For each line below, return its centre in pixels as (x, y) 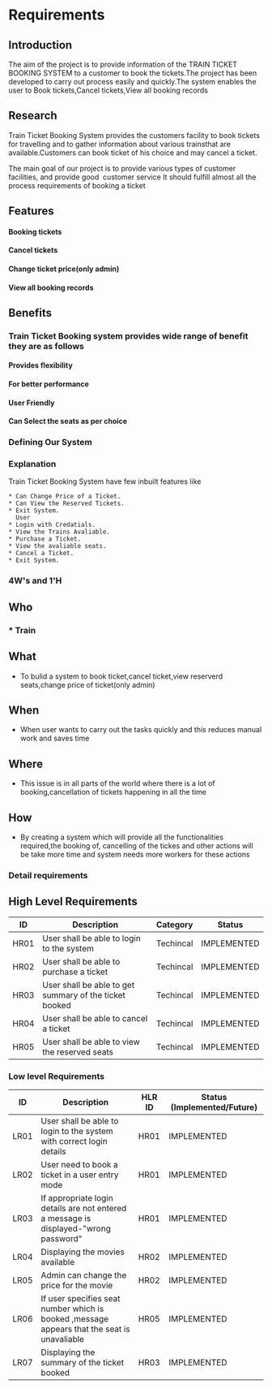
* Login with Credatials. (52, 525)
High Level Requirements (73, 902)
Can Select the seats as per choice (68, 421)
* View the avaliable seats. (57, 546)
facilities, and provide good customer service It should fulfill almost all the (132, 177)
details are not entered (84, 1208)
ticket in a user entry (80, 1175)
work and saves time (55, 738)
